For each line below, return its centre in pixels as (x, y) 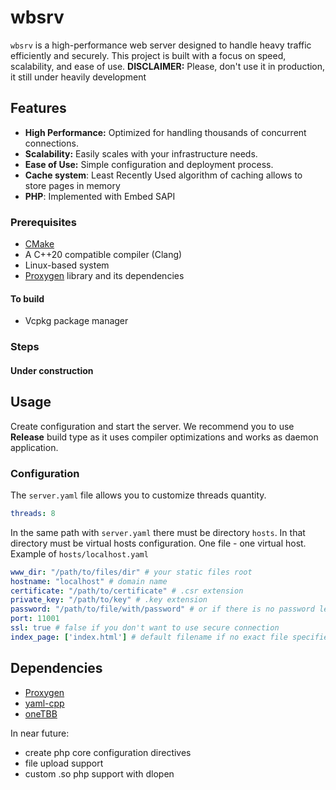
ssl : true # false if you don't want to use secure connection (145, 628)
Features (38, 108)
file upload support (64, 763)
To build (27, 298)
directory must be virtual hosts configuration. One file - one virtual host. (158, 543)
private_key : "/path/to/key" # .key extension (109, 600)
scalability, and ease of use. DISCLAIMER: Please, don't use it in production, (168, 66)
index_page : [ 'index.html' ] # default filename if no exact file (149, 637)
